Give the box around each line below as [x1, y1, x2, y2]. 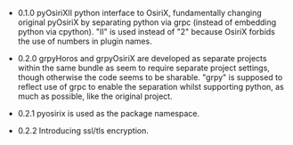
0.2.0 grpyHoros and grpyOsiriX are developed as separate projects [17, 53, 267, 63]
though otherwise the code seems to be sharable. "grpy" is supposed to [17, 72, 283, 83]
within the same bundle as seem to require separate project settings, [17, 62, 270, 73]
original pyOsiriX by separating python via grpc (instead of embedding [17, 17, 277, 28]
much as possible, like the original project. [17, 91, 173, 101]
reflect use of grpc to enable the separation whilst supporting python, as [17, 82, 285, 92]
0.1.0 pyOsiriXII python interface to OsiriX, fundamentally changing [17, 8, 263, 18]
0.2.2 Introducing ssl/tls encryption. [17, 125, 149, 136]
